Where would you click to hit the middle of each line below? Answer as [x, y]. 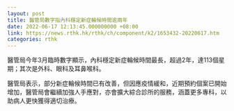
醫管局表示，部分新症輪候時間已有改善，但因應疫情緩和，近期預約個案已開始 [117, 83]
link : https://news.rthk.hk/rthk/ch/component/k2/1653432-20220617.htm [113, 33]
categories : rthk [32, 40]
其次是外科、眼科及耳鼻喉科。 [62, 69]
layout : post [26, 14]
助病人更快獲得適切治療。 [44, 101]
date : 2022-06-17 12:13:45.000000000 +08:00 [73, 26]
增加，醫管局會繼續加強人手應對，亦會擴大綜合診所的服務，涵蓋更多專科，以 [117, 92]
